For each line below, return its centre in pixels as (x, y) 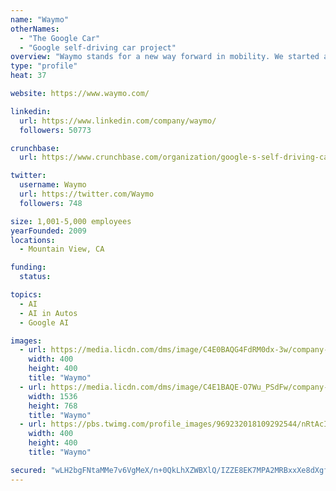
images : (26, 341)
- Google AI (44, 322)
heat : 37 (28, 76)
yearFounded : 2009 (48, 231)
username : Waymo (53, 185)
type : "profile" (44, 66)
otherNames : (35, 29)
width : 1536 (53, 396)
